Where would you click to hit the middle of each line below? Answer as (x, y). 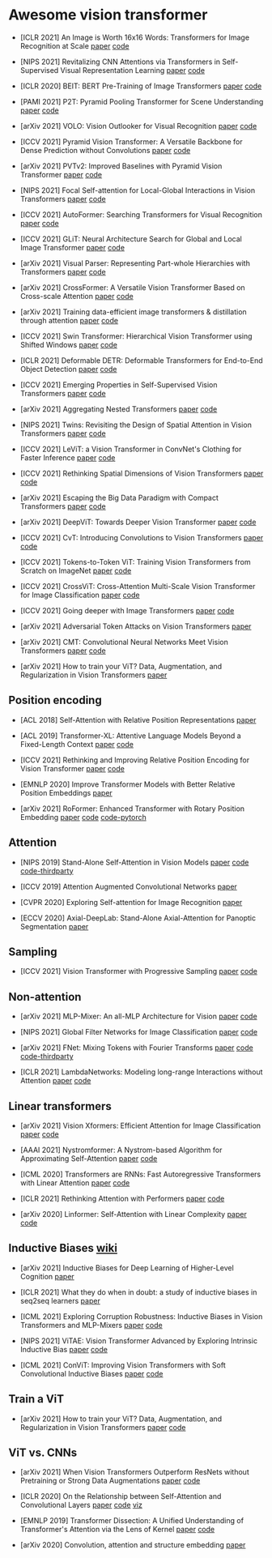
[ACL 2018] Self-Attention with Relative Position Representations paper (138, 719)
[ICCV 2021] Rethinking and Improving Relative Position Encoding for (134, 760)
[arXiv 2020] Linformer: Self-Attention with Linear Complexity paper (133, 1214)
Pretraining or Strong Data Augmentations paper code (110, 1481)
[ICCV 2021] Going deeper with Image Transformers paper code (127, 610)
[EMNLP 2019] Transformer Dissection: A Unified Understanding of (132, 1521)
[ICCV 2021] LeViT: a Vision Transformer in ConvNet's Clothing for (131, 449)
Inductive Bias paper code (64, 1349)
